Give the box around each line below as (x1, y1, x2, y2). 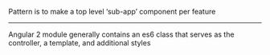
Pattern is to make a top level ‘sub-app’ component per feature (8, 7, 216, 16)
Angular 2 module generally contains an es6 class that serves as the (8, 29, 235, 39)
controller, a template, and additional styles (8, 38, 151, 47)
